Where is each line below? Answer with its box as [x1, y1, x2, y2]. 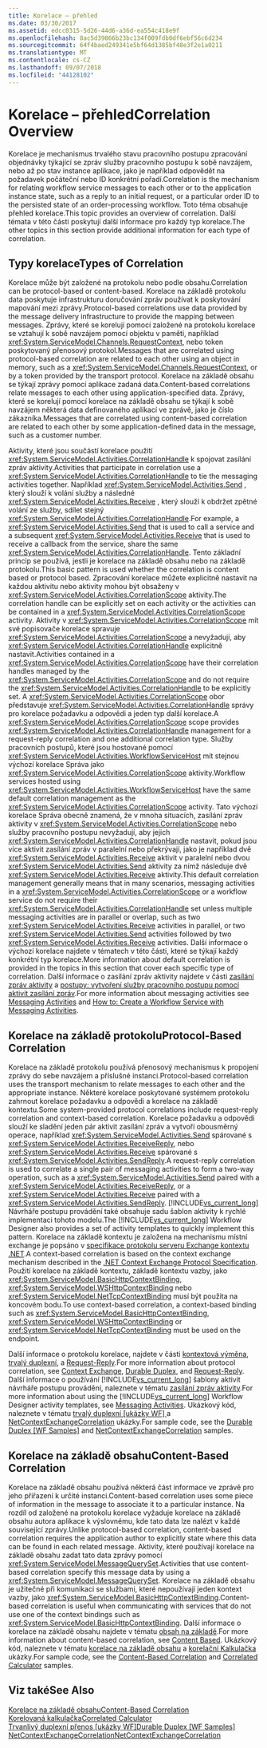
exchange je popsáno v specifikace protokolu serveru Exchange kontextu [8, 1240, 249, 1250]
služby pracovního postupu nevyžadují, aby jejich [8, 828, 171, 837]
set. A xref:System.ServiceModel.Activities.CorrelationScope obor [8, 692, 225, 702]
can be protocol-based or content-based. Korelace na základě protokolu [8, 287, 246, 296]
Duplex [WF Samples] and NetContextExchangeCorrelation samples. [8, 1426, 234, 1435]
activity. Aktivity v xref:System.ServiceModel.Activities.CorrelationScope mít [8, 615, 259, 625]
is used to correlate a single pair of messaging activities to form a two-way [8, 1165, 253, 1174]
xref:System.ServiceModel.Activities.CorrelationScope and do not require [8, 675, 249, 685]
